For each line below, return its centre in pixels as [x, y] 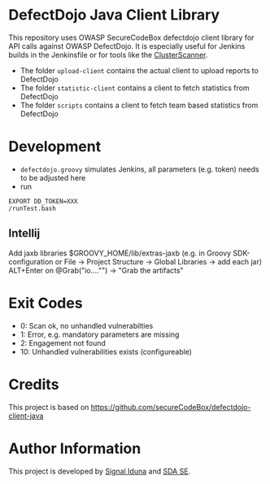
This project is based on [49, 407]
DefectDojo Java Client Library [114, 15]
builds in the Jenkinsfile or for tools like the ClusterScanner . [108, 55]
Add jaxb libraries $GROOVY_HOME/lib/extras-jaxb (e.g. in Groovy [120, 253]
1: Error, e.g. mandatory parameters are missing [100, 334]
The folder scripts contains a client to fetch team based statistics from [139, 105]
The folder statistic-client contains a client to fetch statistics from [135, 88]
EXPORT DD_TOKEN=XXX [44, 201]
